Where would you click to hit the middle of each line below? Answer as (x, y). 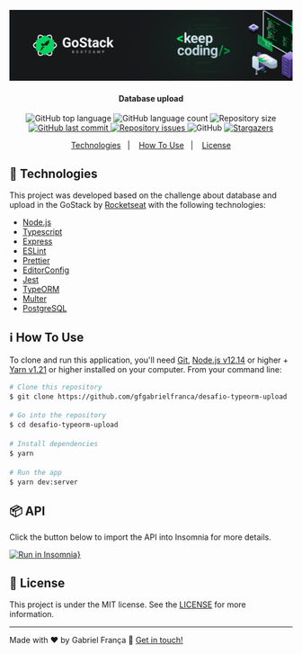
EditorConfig (46, 270)
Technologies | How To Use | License (151, 146)
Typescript (42, 232)
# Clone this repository (56, 387)
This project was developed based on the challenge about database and (143, 195)
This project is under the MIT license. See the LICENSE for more (128, 605)
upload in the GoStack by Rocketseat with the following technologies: (138, 205)
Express (37, 242)
